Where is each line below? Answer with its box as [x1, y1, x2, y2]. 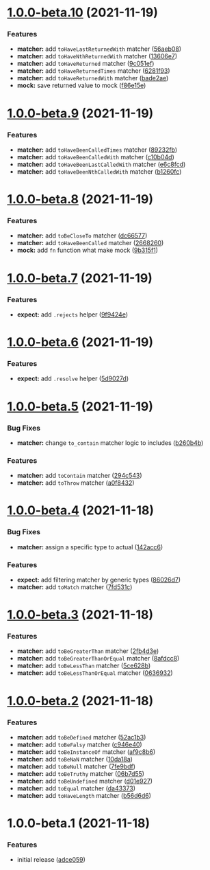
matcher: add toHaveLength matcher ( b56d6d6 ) [16, 791, 152, 799]
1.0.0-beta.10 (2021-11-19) [7, 5, 159, 21]
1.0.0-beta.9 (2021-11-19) [7, 105, 154, 121]
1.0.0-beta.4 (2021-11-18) [7, 503, 155, 518]
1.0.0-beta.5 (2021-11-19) [7, 398, 154, 414]
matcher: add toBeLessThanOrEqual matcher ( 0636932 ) [16, 669, 173, 677]
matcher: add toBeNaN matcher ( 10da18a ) [16, 755, 133, 763]
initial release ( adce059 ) [16, 856, 86, 864]
